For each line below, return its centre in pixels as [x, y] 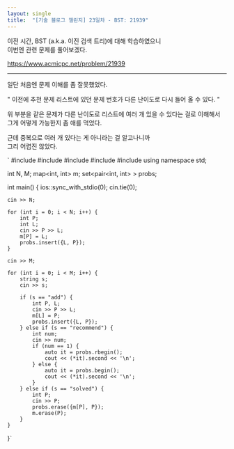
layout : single [29, 14]
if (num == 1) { [56, 346]
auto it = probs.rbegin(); [84, 352]
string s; [34, 279]
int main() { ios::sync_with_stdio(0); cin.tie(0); [72, 187]
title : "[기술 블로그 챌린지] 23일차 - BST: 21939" [78, 20]
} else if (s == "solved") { [62, 388]
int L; [29, 224]
